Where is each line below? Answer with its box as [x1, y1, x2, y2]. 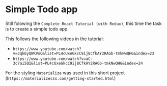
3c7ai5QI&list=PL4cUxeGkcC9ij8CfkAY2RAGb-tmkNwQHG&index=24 [12, 61, 143, 66]
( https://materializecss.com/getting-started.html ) [5, 75, 116, 81]
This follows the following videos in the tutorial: [5, 36, 104, 42]
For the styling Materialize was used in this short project [5, 70, 125, 76]
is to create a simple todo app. [5, 25, 69, 32]
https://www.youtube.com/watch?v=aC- [12, 56, 93, 62]
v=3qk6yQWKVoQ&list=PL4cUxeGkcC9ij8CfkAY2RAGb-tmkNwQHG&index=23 [12, 51, 154, 56]
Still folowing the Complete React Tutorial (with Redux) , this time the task [5, 20, 162, 26]
